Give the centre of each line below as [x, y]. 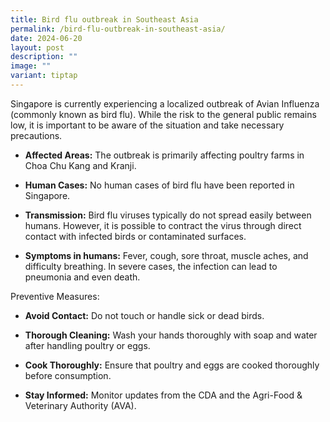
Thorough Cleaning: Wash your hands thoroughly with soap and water [171, 335]
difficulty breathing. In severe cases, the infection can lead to [151, 266]
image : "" [31, 66]
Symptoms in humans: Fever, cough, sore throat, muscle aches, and [166, 255]
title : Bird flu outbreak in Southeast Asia [104, 19]
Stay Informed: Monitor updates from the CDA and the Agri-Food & [163, 395]
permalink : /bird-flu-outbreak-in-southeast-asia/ [118, 29]
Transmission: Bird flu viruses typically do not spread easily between [168, 215]
